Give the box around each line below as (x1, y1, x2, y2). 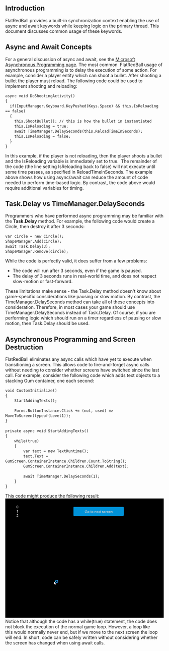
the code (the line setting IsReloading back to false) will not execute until (5, 164, 156, 170)
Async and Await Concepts (5, 43, 92, 51)
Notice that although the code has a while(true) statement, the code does (5, 618, 157, 625)
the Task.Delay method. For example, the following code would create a (5, 218, 155, 224)
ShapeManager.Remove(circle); (5, 249, 69, 254)
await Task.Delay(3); (5, 244, 51, 249)
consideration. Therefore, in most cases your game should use (5, 304, 135, 310)
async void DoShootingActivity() (5, 93, 75, 98)
